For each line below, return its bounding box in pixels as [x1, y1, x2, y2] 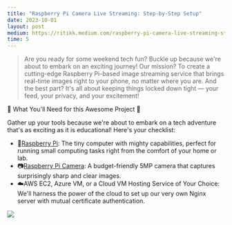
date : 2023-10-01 [7, 17, 57, 24]
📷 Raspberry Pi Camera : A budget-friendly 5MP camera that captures [17, 162, 215, 170]
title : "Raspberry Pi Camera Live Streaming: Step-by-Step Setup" [7, 10, 202, 17]
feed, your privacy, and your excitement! [23, 91, 139, 100]
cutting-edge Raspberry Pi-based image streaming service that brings [23, 70, 224, 78]
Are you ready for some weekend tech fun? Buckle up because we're [23, 55, 221, 63]
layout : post [7, 23, 45, 30]
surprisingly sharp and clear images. [17, 172, 122, 180]
